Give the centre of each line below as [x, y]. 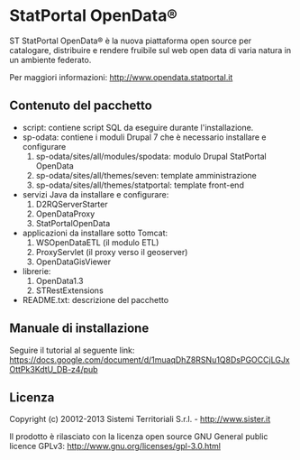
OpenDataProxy [65, 214]
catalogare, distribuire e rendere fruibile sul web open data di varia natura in [150, 50]
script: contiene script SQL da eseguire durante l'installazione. [138, 127]
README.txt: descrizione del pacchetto [95, 299]
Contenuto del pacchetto [81, 106]
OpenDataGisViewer [73, 262]
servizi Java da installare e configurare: [95, 194]
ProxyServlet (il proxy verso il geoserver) [112, 252]
